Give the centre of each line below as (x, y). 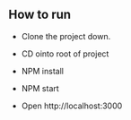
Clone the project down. (66, 36)
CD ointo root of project (65, 54)
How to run (40, 15)
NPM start (40, 88)
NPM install (43, 71)
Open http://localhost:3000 (72, 106)
